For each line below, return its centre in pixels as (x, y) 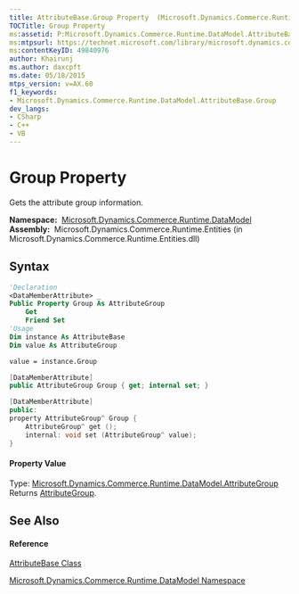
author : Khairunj (41, 59)
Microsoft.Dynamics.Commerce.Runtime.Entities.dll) (105, 238)
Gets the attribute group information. (77, 202)
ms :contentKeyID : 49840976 (59, 51)
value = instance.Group (53, 361)
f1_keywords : (33, 92)
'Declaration (33, 287)
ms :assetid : (31, 34)
